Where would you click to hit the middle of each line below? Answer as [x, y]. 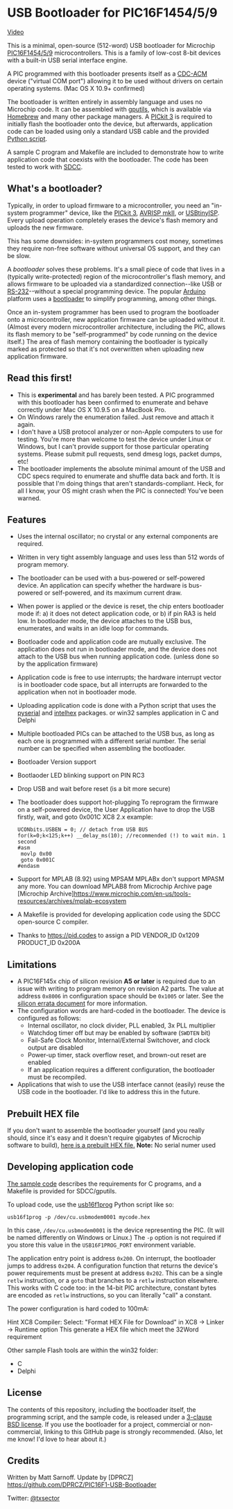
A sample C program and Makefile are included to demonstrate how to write [115, 152]
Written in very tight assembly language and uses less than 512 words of [121, 557]
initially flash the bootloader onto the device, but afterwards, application [110, 123]
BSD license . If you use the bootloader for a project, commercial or [103, 1424]
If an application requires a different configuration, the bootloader [121, 1070]
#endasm [28, 866]
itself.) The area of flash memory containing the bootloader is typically [107, 341]
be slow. [19, 255]
